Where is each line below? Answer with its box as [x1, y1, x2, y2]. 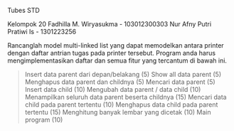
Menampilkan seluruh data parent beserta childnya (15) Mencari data [24, 93, 227, 101]
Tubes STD [7, 6, 41, 14]
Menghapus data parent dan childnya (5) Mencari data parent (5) [24, 78, 216, 86]
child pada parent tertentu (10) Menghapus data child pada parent [24, 100, 218, 109]
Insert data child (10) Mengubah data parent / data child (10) [24, 85, 201, 93]
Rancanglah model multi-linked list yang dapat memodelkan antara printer [7, 41, 224, 49]
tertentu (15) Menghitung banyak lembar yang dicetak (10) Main [24, 108, 211, 116]
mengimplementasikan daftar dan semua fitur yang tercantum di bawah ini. [7, 56, 228, 65]
